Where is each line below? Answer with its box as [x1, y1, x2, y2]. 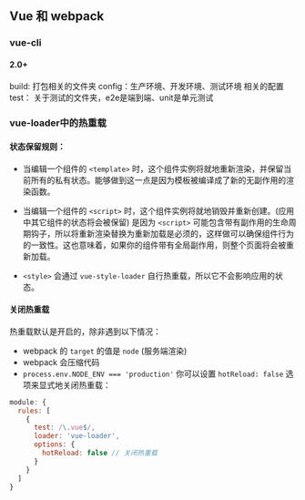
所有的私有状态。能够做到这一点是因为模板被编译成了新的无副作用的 [30, 174, 287, 185]
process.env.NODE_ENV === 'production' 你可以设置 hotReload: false [22, 368, 284, 379]
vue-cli [9, 36, 42, 49]
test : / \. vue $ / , [33, 423, 96, 433]
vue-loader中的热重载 [9, 117, 107, 129]
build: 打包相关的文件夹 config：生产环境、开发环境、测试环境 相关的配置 [9, 80, 284, 91]
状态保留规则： [9, 141, 66, 152]
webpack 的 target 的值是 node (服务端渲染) [22, 345, 188, 356]
